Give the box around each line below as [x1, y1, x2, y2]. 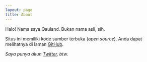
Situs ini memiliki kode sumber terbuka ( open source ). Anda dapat [5, 36, 142, 42]
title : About [5, 12, 33, 17]
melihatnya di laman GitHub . [5, 41, 64, 47]
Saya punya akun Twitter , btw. [5, 51, 68, 57]
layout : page [5, 7, 33, 13]
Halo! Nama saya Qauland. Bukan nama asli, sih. [5, 26, 105, 32]
